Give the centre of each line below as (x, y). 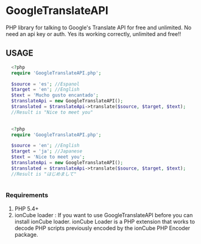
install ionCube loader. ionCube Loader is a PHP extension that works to (105, 221)
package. (26, 234)
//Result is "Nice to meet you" (52, 112)
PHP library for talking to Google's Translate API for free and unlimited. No (99, 27)
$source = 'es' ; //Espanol (45, 84)
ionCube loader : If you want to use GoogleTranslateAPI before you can (104, 215)
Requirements (27, 195)
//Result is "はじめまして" (44, 174)
